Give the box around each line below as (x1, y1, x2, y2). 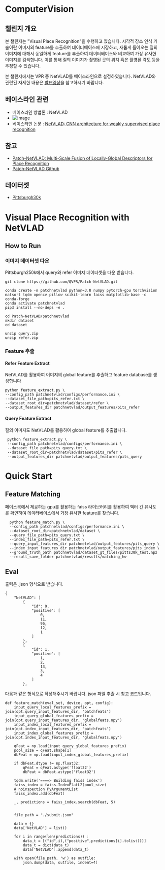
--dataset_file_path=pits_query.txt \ (7, 445, 87, 450)
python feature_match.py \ (9, 520, 65, 525)
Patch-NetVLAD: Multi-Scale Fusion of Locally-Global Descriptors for (12, 155, 153, 161)
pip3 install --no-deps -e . (5, 305, 65, 310)
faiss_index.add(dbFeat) (14, 791, 65, 796)
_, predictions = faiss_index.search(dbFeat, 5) (14, 800, 116, 805)
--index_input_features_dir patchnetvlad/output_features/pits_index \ (9, 545, 160, 550)
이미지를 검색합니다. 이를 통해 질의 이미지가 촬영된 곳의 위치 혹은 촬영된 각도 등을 (5, 57, 160, 63)
